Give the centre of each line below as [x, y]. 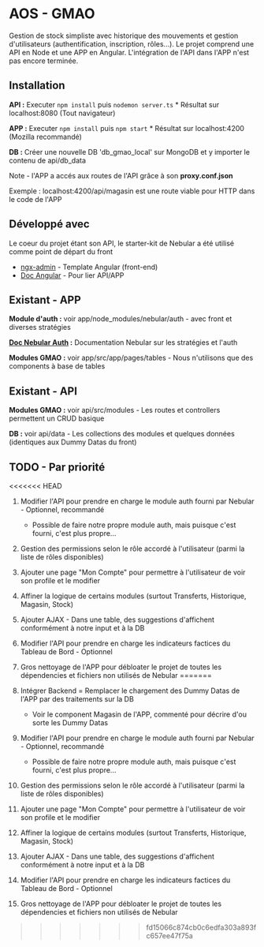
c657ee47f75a [170, 936]
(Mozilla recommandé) [45, 137]
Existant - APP [45, 299]
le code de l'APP [35, 199]
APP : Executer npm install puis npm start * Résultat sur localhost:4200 [127, 128]
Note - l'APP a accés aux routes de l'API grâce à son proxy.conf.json [121, 175]
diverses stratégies [40, 328]
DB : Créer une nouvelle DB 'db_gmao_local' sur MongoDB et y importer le [130, 152]
